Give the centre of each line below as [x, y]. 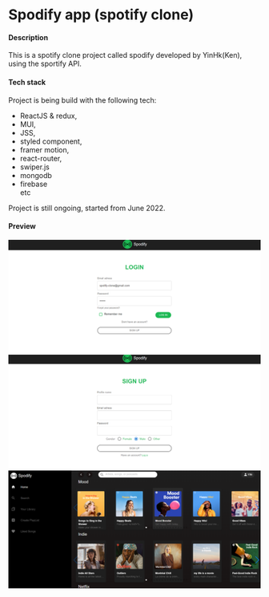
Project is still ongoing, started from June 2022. [87, 208]
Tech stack [27, 82]
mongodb [36, 175]
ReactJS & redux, [48, 116]
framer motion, [44, 149]
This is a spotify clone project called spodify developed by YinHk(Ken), [125, 55]
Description [28, 37]
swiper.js [34, 167]
